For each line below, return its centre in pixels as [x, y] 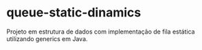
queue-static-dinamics [74, 13]
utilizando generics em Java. [47, 38]
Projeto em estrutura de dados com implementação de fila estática [101, 32]
